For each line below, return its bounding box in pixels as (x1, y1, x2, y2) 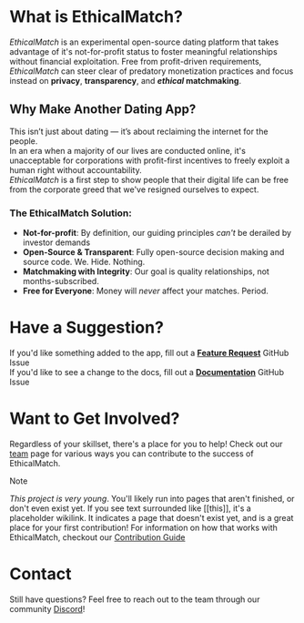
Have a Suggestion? (9, 317, 164, 338)
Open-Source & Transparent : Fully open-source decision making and (22, 247, 285, 258)
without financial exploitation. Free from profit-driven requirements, (9, 56, 262, 66)
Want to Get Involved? (9, 408, 180, 429)
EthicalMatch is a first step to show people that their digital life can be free (9, 174, 289, 185)
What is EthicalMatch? (9, 6, 184, 27)
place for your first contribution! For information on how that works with (9, 522, 278, 533)
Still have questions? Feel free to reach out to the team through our (9, 594, 260, 605)
